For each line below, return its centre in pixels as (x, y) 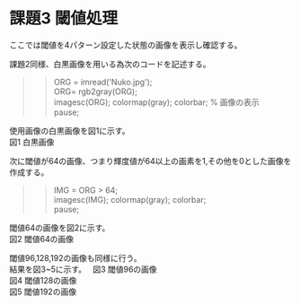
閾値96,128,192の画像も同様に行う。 (75, 257)
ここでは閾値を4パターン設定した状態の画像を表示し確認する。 (126, 45)
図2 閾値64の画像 (42, 239)
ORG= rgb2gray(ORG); (95, 91)
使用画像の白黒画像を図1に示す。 (70, 130)
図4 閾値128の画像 (43, 280)
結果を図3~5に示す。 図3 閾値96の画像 (83, 269)
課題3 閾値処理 (64, 18)
